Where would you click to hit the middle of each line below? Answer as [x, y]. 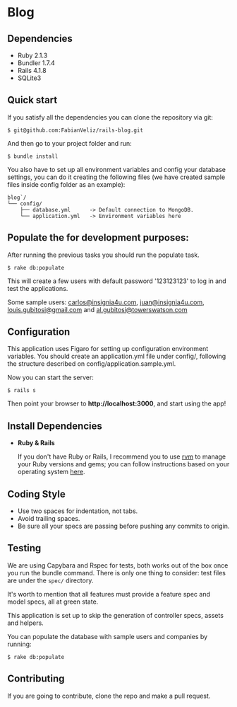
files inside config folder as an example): [66, 184]
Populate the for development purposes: [98, 238]
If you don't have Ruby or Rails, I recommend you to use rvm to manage [122, 456]
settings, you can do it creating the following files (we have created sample [116, 177]
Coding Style [36, 494]
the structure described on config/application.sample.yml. [92, 364]
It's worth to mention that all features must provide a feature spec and [109, 594]
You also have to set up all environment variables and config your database [116, 169]
